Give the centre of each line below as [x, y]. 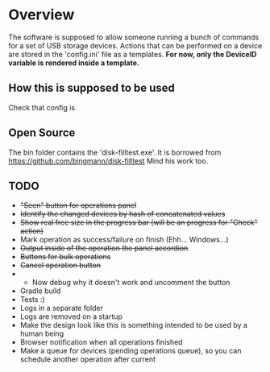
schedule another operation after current [87, 359]
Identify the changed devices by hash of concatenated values [123, 214]
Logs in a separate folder [61, 308]
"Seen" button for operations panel [78, 205]
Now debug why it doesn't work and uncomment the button [131, 283]
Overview [42, 15]
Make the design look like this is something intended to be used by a [134, 325]
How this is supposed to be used [92, 88]
